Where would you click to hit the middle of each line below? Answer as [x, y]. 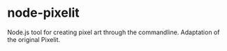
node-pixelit [44, 13]
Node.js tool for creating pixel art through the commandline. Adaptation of [113, 32]
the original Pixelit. [34, 39]
